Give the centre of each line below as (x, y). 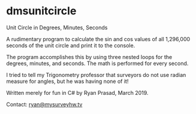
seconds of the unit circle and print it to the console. (71, 45)
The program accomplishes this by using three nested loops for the (89, 57)
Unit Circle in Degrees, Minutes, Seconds (57, 27)
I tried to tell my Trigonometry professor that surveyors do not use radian (96, 75)
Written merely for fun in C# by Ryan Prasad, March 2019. (77, 93)
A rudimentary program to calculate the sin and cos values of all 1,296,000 (98, 39)
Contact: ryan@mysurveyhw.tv (44, 104)
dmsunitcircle (41, 11)
